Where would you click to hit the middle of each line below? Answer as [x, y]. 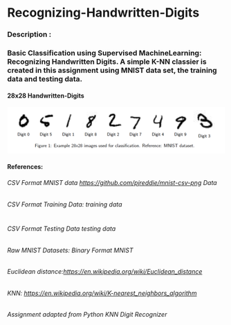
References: [25, 167]
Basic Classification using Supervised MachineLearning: [104, 53]
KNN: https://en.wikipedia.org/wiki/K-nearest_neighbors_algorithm [102, 293]
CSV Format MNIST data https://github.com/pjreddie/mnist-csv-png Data [112, 182]
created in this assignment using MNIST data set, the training [112, 71]
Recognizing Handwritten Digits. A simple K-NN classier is [107, 62]
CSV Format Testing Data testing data [62, 228]
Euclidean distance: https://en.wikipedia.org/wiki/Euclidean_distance [105, 272]
